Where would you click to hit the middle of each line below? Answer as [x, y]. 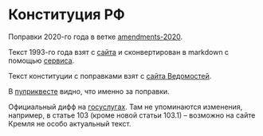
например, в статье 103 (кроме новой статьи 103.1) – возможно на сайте [132, 115]
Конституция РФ [67, 15]
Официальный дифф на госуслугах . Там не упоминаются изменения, [126, 107]
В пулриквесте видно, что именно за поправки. [89, 91]
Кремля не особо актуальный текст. [70, 123]
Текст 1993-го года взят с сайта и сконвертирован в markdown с [119, 52]
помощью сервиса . [41, 60]
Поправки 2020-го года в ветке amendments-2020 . [96, 37]
